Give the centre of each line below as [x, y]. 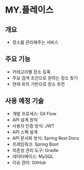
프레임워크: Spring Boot [35, 144]
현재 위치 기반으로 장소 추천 [39, 84]
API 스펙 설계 [25, 132]
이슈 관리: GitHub [29, 162]
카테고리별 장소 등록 [31, 72]
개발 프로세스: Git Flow [34, 113]
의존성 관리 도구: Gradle [35, 150]
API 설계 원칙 [25, 120]
